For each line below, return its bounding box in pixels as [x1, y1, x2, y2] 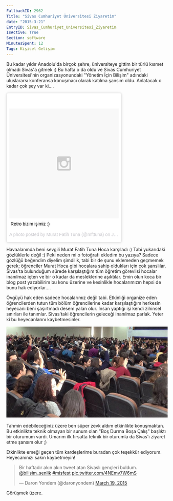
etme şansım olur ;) [6, 439, 47, 446]
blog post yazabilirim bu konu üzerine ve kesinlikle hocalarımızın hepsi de [6, 279, 161, 285]
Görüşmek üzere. [6, 490, 43, 496]
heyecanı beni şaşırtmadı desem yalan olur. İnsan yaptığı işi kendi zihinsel [6, 305, 161, 311]
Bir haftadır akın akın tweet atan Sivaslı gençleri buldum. [18, 465, 138, 471]
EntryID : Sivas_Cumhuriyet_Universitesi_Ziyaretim [6, 25, 117, 30]
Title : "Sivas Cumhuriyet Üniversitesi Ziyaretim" [6, 13, 117, 19]
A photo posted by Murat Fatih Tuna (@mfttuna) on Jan [9, 231, 119, 237]
